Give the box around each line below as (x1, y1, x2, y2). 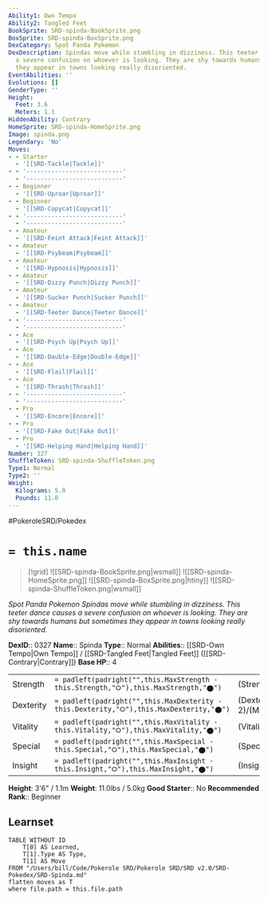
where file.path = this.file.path (8, 885, 124, 894)
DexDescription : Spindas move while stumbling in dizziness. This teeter (8, 49, 259, 57)
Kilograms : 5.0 (15, 486, 66, 495)
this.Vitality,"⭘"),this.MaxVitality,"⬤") (54, 725, 223, 735)
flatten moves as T (8, 879, 73, 887)
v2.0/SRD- (197, 864, 230, 872)
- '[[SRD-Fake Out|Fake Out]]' (15, 427, 120, 435)
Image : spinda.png (8, 130, 69, 138)
